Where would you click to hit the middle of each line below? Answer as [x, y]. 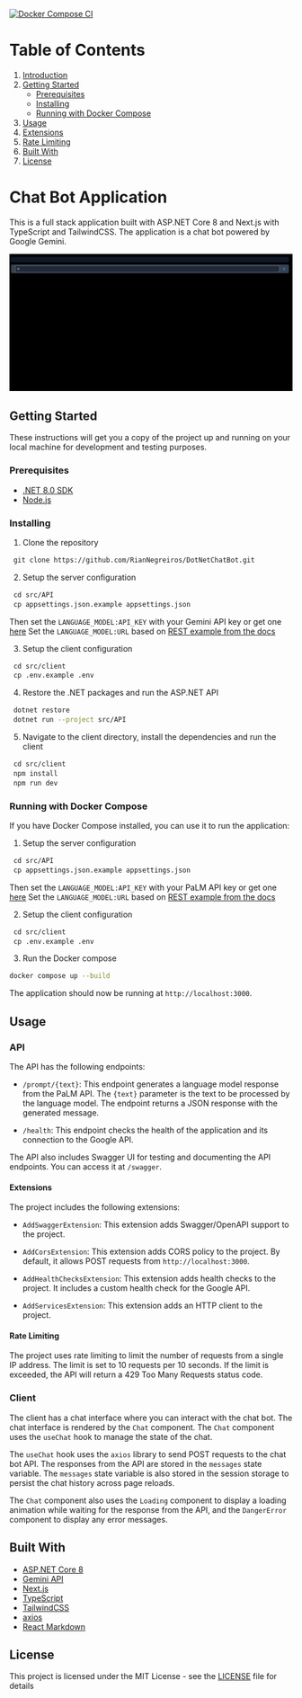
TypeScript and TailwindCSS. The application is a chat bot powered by [140, 231]
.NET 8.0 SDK [48, 490]
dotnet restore [41, 710]
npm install [36, 773]
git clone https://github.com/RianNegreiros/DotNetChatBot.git [134, 560]
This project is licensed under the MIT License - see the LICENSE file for [143, 1676]
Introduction [45, 75]
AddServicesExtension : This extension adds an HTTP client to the [142, 1306]
